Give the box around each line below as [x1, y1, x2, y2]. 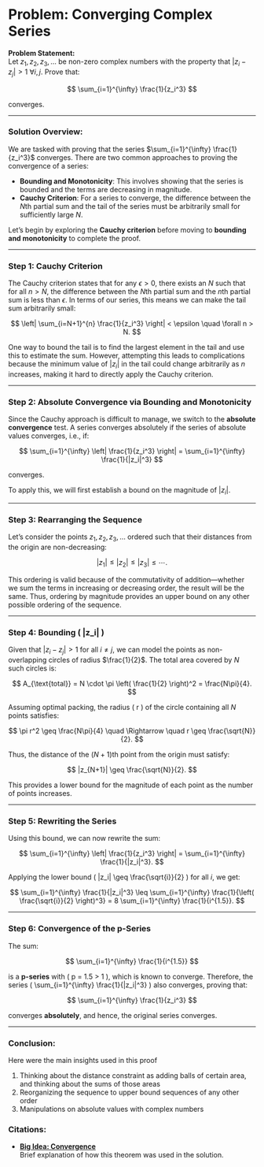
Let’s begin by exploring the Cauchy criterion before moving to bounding [8, 225, 247, 234]
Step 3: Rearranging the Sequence [8, 514, 143, 525]
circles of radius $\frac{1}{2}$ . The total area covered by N [48, 656, 240, 664]
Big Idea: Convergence [19, 1142, 97, 1151]
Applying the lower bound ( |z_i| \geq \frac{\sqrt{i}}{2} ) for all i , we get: [8, 872, 241, 882]
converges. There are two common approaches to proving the [36, 152, 238, 162]
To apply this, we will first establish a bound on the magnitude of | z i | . [8, 485, 231, 497]
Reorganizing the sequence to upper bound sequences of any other [19, 1087, 240, 1097]
